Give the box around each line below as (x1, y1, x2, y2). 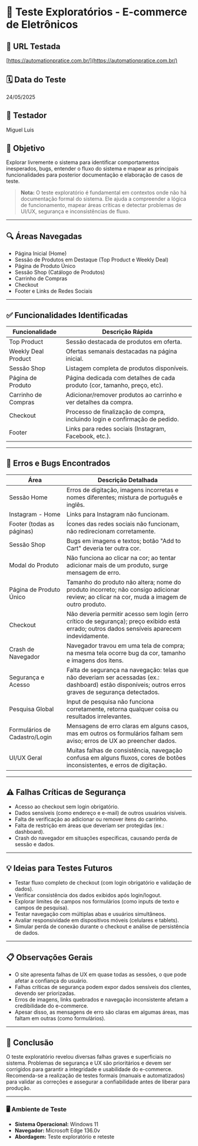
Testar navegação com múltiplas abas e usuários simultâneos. (14, 910, 166, 917)
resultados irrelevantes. (67, 712, 132, 721)
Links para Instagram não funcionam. (67, 510, 170, 518)
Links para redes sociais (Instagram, (65, 425, 166, 433)
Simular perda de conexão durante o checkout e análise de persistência (14, 923, 189, 930)
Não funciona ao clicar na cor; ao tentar (67, 554, 176, 562)
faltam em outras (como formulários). (14, 1015, 106, 1022)
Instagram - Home (9, 510, 61, 518)
